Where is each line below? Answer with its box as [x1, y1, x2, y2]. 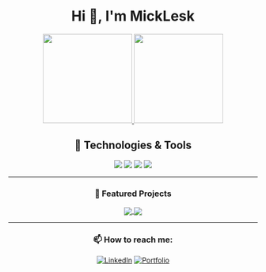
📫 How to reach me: [93, 234, 173, 245]
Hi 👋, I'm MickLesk [70, 7, 196, 25]
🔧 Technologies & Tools [74, 139, 192, 152]
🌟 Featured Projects [94, 188, 172, 199]
